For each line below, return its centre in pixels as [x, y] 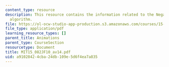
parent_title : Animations [32, 38]
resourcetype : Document [30, 47]
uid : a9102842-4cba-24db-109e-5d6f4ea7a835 [52, 57]
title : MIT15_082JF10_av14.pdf [38, 52]
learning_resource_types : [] [36, 33]
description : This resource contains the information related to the [80, 15]
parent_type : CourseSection [35, 43]
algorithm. [21, 19]
